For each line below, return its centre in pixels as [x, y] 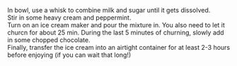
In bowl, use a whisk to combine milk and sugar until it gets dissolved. [109, 10]
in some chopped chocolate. [49, 40]
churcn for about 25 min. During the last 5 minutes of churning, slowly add [116, 32]
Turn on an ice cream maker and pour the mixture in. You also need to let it [116, 25]
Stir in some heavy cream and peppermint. [69, 18]
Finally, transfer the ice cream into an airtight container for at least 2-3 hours [119, 47]
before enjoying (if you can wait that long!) [69, 55]
